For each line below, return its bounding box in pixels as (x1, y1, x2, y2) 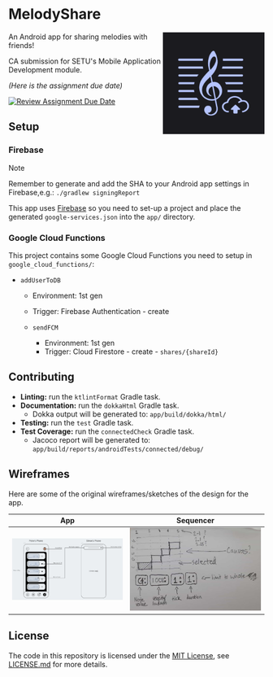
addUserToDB (19, 276, 61, 285)
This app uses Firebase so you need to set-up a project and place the (8, 203, 241, 212)
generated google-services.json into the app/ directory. (8, 212, 196, 221)
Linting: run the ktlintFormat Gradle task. (19, 391, 161, 401)
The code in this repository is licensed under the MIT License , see (8, 650, 230, 660)
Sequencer (175, 516, 215, 526)
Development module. (8, 64, 83, 74)
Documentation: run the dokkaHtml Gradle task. (19, 400, 180, 410)
